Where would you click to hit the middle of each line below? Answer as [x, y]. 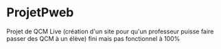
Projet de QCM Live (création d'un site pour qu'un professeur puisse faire [110, 31]
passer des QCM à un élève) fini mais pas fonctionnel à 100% [93, 38]
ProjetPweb [40, 13]
